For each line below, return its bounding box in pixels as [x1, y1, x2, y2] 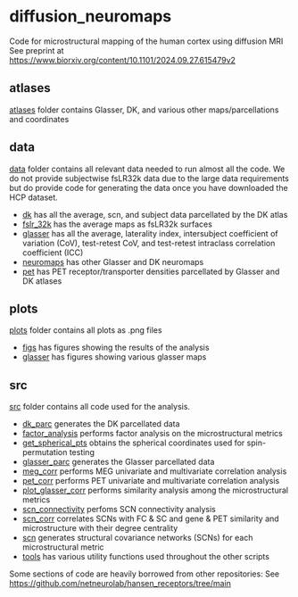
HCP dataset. [9, 192, 58, 203]
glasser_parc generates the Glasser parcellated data [21, 457, 215, 468]
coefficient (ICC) [21, 247, 84, 258]
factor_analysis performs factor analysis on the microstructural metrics [21, 428, 283, 439]
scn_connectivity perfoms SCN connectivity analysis [21, 504, 216, 515]
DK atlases [21, 275, 62, 286]
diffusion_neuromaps [9, 6, 172, 27]
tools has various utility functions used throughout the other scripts [21, 551, 270, 562]
